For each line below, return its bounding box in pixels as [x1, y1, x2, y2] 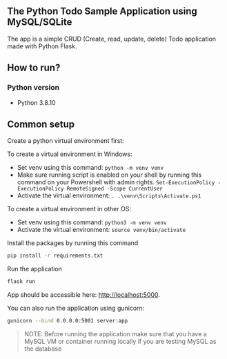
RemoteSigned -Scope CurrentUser [66, 186, 164, 193]
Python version [7, 83, 60, 93]
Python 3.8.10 [17, 98, 57, 106]
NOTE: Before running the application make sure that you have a [23, 329, 207, 338]
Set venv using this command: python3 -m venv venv [17, 218, 167, 226]
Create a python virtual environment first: [7, 137, 124, 145]
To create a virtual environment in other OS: [7, 205, 131, 213]
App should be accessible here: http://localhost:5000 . [7, 291, 161, 299]
